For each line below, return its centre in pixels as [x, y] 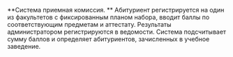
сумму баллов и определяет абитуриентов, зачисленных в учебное [108, 39]
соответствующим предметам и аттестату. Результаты [90, 24]
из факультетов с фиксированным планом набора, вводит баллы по [108, 17]
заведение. [24, 46]
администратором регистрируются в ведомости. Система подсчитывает [117, 32]
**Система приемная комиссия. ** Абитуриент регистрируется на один [116, 10]
